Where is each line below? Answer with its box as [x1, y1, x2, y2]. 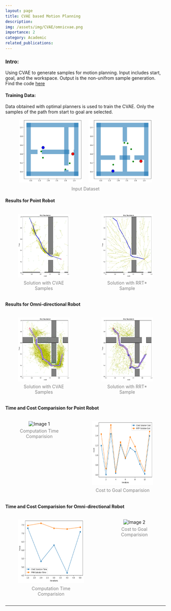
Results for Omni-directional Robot [5, 301, 80, 307]
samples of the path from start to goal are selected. [5, 109, 113, 115]
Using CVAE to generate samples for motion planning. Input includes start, [5, 69, 161, 76]
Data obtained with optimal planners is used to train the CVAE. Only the [5, 104, 154, 110]
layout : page [5, 8, 33, 13]
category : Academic [5, 35, 47, 40]
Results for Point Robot [5, 197, 55, 204]
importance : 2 [5, 30, 36, 35]
